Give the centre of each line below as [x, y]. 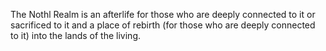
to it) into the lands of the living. [76, 35]
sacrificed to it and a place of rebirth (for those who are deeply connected [163, 25]
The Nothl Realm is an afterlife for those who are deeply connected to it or [163, 14]
